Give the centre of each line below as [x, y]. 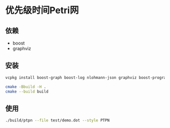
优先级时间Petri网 [42, 10]
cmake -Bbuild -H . [26, 87]
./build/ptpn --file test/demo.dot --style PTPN [57, 120]
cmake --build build [27, 92]
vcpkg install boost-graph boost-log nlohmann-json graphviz [71, 77]
